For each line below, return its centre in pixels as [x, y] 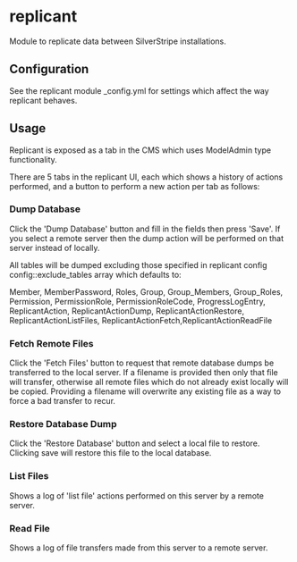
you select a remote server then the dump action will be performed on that [147, 238]
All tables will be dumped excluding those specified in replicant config [138, 264]
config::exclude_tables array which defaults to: [95, 274]
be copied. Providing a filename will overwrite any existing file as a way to [145, 391]
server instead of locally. [55, 247]
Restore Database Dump [64, 424]
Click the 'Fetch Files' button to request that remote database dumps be [142, 363]
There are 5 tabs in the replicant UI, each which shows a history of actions [146, 177]
